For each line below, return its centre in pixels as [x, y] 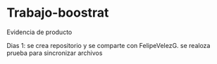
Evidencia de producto [39, 32]
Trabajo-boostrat [58, 13]
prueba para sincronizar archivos [55, 53]
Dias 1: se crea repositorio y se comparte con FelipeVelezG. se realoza [108, 45]
